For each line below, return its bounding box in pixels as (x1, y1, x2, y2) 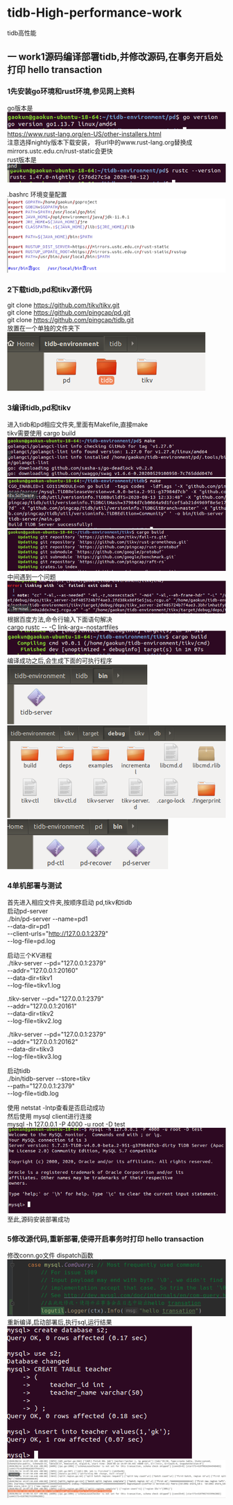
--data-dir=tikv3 (7, 1045, 54, 1053)
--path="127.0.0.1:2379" (7, 1081, 75, 1090)
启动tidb (7, 1066, 31, 1074)
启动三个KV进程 (7, 951, 53, 959)
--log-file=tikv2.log (7, 1016, 62, 1025)
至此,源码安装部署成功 (7, 1215, 71, 1223)
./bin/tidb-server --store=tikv (7, 1074, 91, 1083)
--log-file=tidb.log (7, 1089, 59, 1097)
